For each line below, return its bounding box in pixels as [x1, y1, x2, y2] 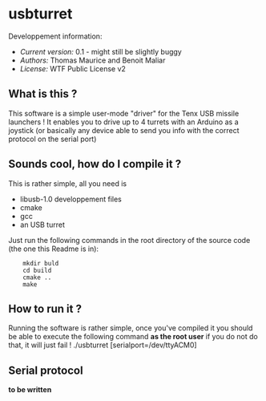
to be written [8, 385, 52, 395]
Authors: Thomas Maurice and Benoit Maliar [19, 55, 166, 65]
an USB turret [19, 220, 66, 229]
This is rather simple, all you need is [8, 178, 127, 188]
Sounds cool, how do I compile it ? [8, 157, 182, 171]
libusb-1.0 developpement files [19, 194, 123, 204]
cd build [22, 266, 52, 274]
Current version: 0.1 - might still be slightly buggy [19, 47, 182, 56]
